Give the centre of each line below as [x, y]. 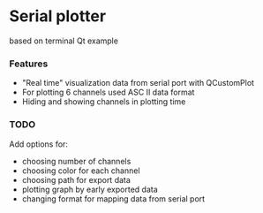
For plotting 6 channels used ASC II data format [108, 92]
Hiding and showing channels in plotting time [104, 102]
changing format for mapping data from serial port [113, 198]
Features [29, 64]
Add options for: [39, 144]
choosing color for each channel [81, 171]
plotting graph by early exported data [90, 189]
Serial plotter [58, 16]
